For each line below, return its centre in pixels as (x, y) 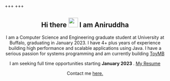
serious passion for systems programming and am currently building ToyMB (85, 53)
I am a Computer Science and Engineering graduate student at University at (85, 37)
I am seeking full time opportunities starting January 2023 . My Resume (85, 63)
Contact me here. (85, 73)
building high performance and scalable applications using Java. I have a (85, 48)
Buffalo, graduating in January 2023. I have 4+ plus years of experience (85, 43)
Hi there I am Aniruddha (85, 25)
